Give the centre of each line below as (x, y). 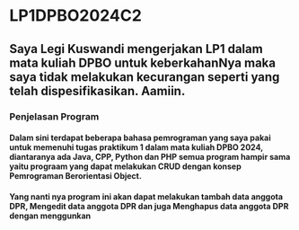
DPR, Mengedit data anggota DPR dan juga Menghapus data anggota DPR (149, 206)
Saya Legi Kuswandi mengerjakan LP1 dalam (136, 49)
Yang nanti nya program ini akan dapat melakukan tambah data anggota (146, 196)
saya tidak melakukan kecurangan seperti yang (145, 77)
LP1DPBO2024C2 (75, 16)
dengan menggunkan (50, 216)
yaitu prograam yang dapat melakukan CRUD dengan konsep (126, 166)
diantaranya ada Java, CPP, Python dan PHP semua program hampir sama (150, 157)
